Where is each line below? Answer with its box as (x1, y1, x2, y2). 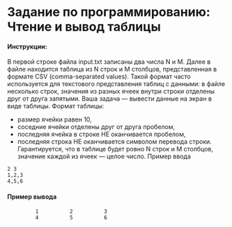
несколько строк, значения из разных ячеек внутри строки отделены (7, 87, 215, 96)
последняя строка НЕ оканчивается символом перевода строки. (17, 137, 212, 146)
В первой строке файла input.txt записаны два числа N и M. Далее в (7, 58, 211, 66)
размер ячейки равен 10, (17, 115, 92, 124)
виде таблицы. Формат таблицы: (7, 102, 105, 110)
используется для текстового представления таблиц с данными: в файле (7, 80, 226, 88)
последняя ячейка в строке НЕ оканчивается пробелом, (17, 130, 186, 139)
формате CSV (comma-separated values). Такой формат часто (7, 72, 191, 81)
